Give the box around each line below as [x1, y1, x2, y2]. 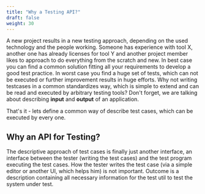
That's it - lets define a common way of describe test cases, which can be [6, 108, 193, 115]
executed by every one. [6, 114, 66, 121]
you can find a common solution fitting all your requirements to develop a [6, 63, 191, 70]
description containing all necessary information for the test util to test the [6, 174, 193, 181]
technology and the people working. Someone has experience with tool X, [6, 43, 193, 51]
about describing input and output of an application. [6, 95, 140, 103]
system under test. [6, 181, 54, 188]
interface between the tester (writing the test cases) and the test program [6, 154, 192, 162]
